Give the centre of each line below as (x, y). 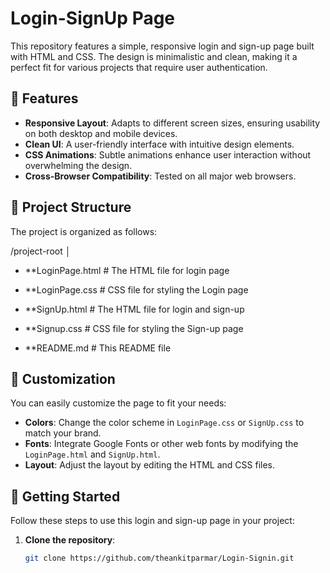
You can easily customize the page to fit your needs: (118, 403)
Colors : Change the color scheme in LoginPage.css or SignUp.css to (164, 423)
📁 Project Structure (71, 207)
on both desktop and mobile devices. (101, 133)
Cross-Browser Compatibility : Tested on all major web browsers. (160, 176)
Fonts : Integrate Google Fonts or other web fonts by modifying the (161, 444)
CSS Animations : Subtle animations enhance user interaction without (168, 154)
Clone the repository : (70, 540)
